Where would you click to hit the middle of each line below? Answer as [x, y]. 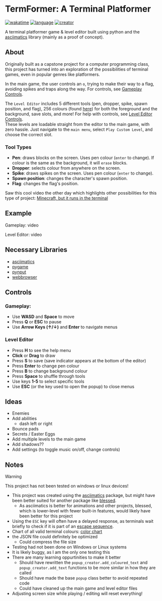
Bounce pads [25, 429]
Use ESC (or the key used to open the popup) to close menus [73, 386]
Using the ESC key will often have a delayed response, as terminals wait [83, 521]
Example [18, 213]
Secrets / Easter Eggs [34, 434]
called [25, 573]
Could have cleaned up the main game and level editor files [78, 588]
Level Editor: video [23, 234]
